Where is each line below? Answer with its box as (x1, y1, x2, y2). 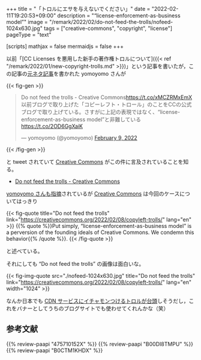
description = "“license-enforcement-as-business (57, 12, 181, 19)
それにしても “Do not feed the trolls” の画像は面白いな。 (6, 260, 145, 267)
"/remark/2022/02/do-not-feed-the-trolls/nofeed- (49, 19, 173, 25)
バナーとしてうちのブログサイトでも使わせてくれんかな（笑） (16, 305, 169, 312)
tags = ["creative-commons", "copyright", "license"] (44, 25, 173, 32)
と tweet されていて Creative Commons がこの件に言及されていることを (6, 158, 184, 165)
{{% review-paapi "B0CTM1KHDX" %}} (6, 347, 103, 354)
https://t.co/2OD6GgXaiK (20, 122, 83, 130)
